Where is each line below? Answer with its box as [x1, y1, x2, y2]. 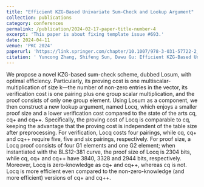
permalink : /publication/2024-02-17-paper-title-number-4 [6, 25, 156, 32]
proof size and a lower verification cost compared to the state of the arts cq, [6, 109, 197, 117]
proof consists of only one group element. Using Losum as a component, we [6, 97, 198, 104]
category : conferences [6, 20, 64, 26]
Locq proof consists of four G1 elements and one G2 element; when [6, 141, 176, 149]
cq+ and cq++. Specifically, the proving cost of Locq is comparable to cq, [6, 116, 191, 123]
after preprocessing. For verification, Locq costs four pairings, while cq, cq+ [6, 129, 197, 136]
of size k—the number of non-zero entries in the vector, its [41, 83, 188, 91]
